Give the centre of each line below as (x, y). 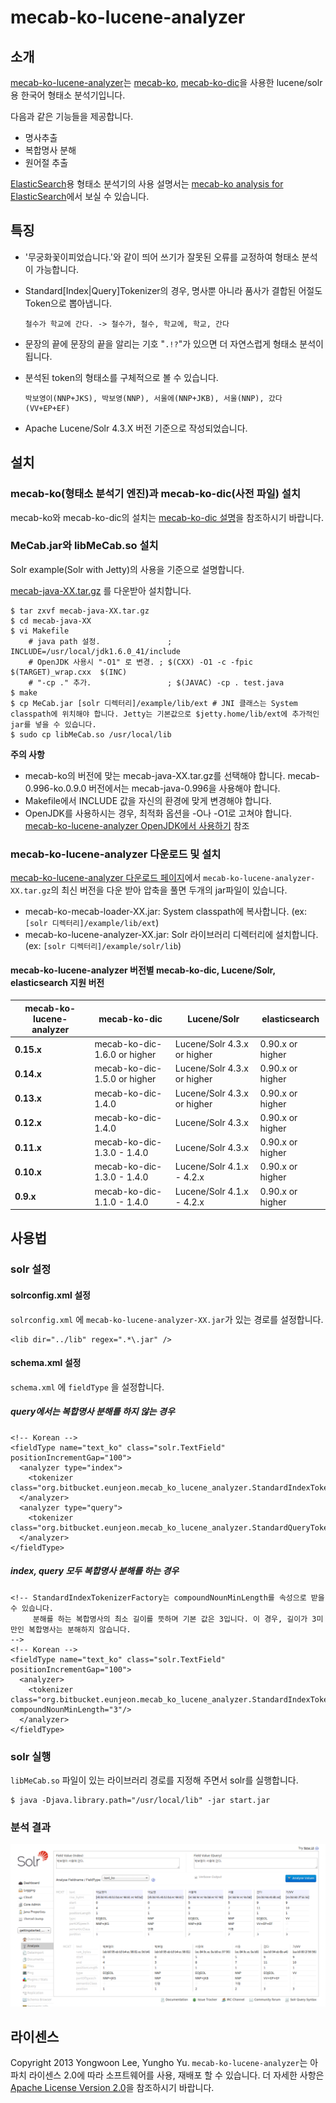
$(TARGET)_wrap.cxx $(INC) (69, 672)
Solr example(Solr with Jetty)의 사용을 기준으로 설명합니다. (127, 569)
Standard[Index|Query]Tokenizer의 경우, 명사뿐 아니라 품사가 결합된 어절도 (173, 290)
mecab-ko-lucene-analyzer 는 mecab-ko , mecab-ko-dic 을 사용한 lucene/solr (166, 82)
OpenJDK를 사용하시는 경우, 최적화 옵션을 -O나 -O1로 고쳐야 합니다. (158, 813)
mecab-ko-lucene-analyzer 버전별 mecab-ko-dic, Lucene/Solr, (143, 970)
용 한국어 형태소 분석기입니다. (68, 95)
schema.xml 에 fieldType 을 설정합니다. (87, 1387)
